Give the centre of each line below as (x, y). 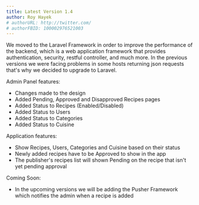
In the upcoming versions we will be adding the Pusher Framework (96, 190)
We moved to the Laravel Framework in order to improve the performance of (99, 45)
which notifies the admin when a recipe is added (74, 196)
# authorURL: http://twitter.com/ (49, 23)
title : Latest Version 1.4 (40, 12)
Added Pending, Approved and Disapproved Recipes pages (87, 100)
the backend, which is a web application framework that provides (86, 52)
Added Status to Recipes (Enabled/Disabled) (69, 106)
